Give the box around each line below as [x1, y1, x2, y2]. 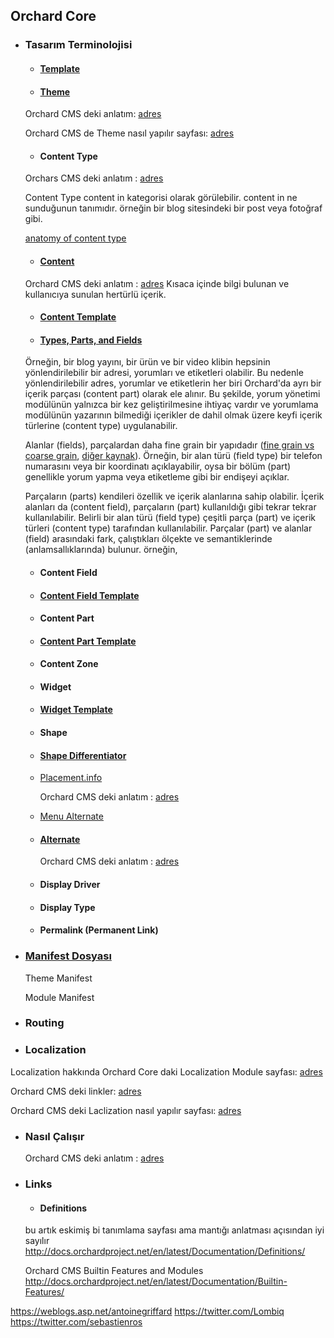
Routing [24, 1016, 65, 1030]
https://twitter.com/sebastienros [10, 1316, 143, 1328]
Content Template [39, 311, 117, 323]
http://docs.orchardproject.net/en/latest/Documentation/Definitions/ [24, 1245, 306, 1258]
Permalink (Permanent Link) [39, 924, 159, 936]
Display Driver [39, 879, 101, 891]
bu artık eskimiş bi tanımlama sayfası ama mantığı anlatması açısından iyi [24, 1224, 325, 1236]
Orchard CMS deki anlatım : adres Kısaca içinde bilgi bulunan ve [24, 277, 290, 289]
